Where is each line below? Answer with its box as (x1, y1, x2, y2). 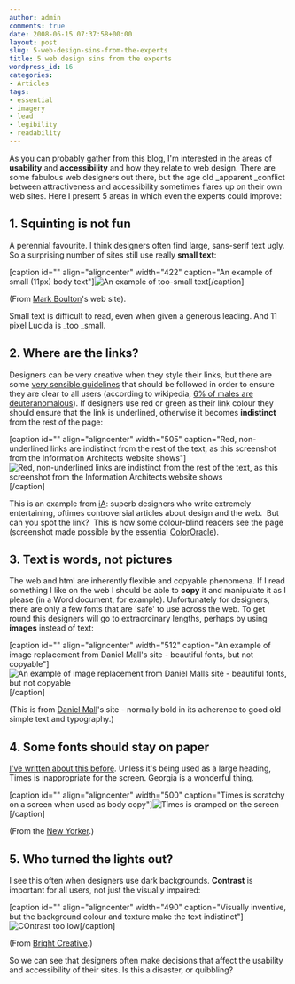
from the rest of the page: (9, 417, 104, 427)
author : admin (9, 12, 62, 22)
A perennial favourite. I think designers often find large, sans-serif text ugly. (9, 240, 285, 250)
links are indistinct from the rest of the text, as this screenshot (50, 443, 276, 454)
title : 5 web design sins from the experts (9, 54, 173, 63)
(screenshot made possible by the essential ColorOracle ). (9, 526, 220, 537)
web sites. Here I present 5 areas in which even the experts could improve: (9, 190, 282, 201)
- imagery (9, 104, 46, 113)
